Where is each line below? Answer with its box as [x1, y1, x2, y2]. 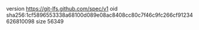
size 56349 [35, 18, 64, 25]
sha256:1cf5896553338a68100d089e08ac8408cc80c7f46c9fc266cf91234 [6, 11, 194, 19]
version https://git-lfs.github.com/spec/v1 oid [6, 5, 118, 12]
